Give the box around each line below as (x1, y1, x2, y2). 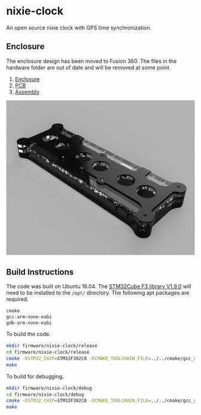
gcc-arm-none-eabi (6, 314, 52, 320)
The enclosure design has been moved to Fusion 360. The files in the (6, 57, 177, 64)
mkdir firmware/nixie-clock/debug (6, 385, 93, 391)
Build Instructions (6, 267, 74, 277)
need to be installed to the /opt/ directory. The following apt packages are (6, 289, 190, 297)
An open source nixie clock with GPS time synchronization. (6, 24, 152, 31)
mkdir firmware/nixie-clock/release (6, 343, 98, 349)
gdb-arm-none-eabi (6, 320, 52, 326)
